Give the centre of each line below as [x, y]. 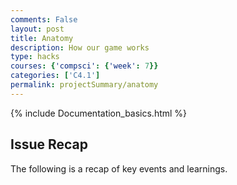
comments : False [44, 19]
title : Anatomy [42, 38]
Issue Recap [49, 144]
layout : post [37, 29]
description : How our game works [80, 47]
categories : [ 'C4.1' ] [55, 76]
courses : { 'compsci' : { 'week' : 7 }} [84, 66]
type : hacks [35, 57]
